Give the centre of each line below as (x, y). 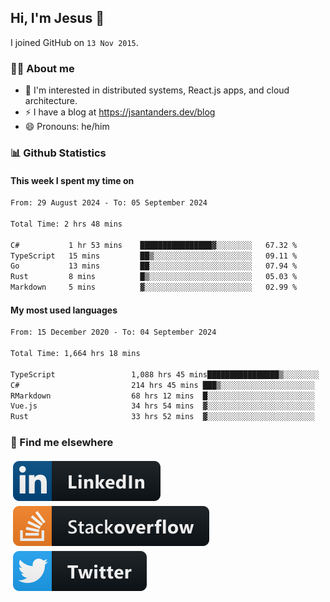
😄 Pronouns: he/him (67, 127)
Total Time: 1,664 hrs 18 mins (75, 354)
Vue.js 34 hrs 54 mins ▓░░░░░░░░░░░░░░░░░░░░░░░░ (162, 406)
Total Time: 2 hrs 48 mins (66, 224)
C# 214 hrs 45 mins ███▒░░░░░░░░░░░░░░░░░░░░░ (162, 385)
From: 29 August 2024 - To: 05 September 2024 (109, 203)
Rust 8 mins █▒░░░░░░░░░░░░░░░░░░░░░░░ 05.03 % (154, 277)
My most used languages (64, 310)
